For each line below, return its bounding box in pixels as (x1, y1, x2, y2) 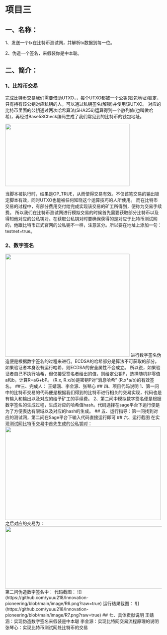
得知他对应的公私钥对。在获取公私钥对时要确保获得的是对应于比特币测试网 (5, 215, 158, 221)
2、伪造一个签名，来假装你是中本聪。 (5, 50, 82, 56)
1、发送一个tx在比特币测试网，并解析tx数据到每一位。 (5, 40, 115, 45)
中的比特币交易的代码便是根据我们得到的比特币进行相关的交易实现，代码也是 (5, 389, 162, 395)
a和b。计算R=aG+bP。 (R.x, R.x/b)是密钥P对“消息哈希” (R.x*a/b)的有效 (5, 377, 150, 383)
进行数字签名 (130, 352, 157, 358)
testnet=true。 (5, 228, 35, 234)
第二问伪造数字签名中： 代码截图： (5, 589, 76, 595)
